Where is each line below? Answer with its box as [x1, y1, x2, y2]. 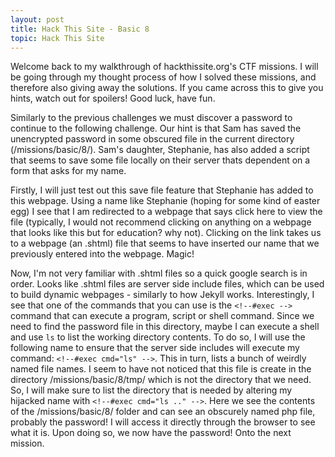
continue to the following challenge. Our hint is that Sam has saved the [10, 122, 302, 135]
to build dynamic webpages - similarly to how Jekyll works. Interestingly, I [10, 289, 315, 301]
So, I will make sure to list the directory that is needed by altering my [10, 384, 293, 396]
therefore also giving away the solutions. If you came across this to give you [10, 82, 324, 94]
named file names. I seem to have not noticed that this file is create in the [10, 363, 312, 375]
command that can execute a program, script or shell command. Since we [10, 310, 315, 322]
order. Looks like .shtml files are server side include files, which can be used [10, 278, 325, 290]
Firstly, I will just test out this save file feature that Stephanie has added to [10, 184, 314, 196]
